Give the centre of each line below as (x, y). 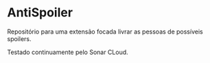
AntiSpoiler (40, 13)
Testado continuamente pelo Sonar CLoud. (68, 52)
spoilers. (19, 38)
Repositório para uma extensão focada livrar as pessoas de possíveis (105, 32)
